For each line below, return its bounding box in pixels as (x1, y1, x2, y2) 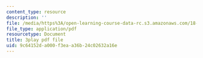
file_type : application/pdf (6, 25, 77, 32)
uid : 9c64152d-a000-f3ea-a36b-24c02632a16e (6, 43, 118, 49)
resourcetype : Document (6, 31, 66, 37)
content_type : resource (6, 8, 66, 15)
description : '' (6, 14, 47, 21)
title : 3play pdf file (6, 37, 63, 43)
